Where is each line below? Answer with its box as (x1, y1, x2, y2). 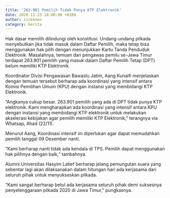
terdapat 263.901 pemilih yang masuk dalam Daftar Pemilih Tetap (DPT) (5, 57, 155, 64)
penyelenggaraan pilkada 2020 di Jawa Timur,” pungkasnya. (5, 187, 132, 193)
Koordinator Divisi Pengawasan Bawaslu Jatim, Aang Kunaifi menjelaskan (5, 72, 159, 79)
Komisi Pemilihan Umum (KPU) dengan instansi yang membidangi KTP (5, 84, 153, 90)
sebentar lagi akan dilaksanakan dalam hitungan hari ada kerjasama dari (5, 166, 157, 172)
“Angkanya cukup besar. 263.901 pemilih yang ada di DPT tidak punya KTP (5, 99, 162, 105)
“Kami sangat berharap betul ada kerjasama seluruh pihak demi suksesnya (5, 182, 162, 188)
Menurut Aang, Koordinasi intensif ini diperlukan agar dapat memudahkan (5, 131, 160, 137)
